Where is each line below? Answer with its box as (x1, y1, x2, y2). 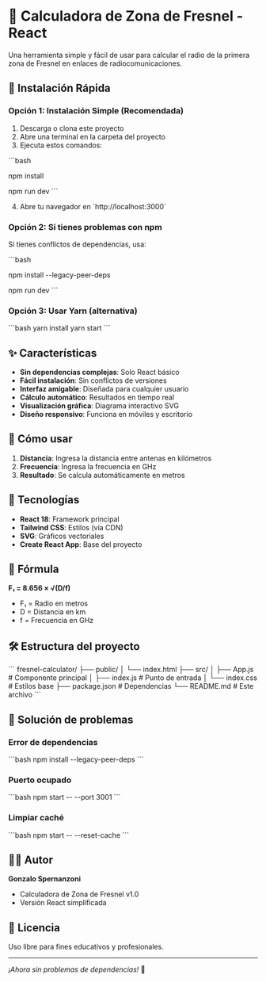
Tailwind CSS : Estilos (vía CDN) (19, 522, 124, 532)
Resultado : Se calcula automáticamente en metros (19, 470, 185, 480)
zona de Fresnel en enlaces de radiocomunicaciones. (8, 59, 182, 68)
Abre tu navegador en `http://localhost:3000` (19, 201, 166, 211)
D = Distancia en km (19, 607, 86, 617)
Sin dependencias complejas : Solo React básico (19, 368, 180, 377)
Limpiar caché (8, 812, 65, 823)
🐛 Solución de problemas (8, 713, 134, 726)
